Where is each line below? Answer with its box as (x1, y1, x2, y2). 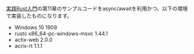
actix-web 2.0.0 (14, 37, 53, 43)
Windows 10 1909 (14, 24, 57, 31)
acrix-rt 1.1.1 (14, 42, 43, 49)
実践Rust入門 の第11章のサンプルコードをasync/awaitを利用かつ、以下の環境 (6, 5, 188, 12)
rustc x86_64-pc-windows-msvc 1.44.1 (14, 30, 108, 37)
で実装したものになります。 (6, 12, 72, 19)
